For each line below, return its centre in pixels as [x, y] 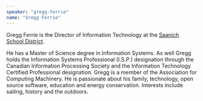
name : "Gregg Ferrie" [34, 18]
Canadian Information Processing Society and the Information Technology [98, 66]
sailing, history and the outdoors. [48, 91]
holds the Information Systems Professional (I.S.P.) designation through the [100, 59]
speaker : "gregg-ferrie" [38, 12]
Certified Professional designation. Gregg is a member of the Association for [101, 72]
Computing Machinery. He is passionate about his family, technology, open [100, 79]
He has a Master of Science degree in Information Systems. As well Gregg [99, 53]
